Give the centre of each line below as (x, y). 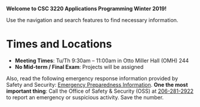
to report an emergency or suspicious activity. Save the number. (85, 97)
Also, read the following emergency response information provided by (92, 78)
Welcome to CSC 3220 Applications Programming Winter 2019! (87, 9)
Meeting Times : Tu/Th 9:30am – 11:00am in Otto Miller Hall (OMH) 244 (102, 60)
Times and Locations (59, 44)
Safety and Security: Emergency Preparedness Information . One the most (97, 84)
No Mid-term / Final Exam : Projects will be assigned (79, 67)
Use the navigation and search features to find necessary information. (92, 20)
